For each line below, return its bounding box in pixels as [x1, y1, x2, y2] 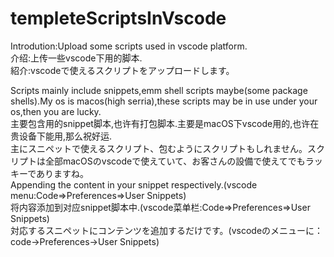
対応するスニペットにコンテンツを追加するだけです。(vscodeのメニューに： [10, 224, 324, 236]
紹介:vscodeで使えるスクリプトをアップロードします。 [10, 64, 235, 76]
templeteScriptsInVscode [10, 7, 227, 30]
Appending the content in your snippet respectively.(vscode [10, 178, 258, 191]
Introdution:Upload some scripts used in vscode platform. [10, 40, 248, 52]
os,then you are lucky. [10, 105, 102, 117]
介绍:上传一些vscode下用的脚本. [10, 52, 143, 64]
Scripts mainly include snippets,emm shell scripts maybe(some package [10, 84, 308, 96]
